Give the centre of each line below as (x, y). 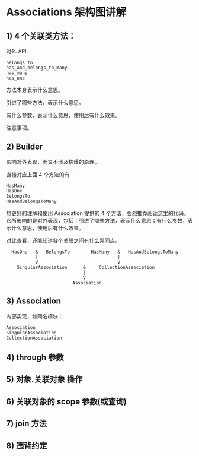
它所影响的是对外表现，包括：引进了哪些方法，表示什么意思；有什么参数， (97, 220)
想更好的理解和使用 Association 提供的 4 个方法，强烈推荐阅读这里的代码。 (98, 213)
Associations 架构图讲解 (66, 12)
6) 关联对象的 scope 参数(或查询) (67, 401)
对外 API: (17, 51)
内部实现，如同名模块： (35, 316)
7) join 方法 (27, 424)
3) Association (33, 301)
